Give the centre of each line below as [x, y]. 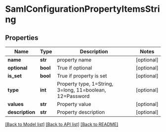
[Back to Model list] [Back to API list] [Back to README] [62, 124]
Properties [22, 38]
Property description [81, 112]
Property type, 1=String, [85, 84]
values [16, 104]
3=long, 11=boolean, [81, 90]
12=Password [73, 96]
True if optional [74, 68]
